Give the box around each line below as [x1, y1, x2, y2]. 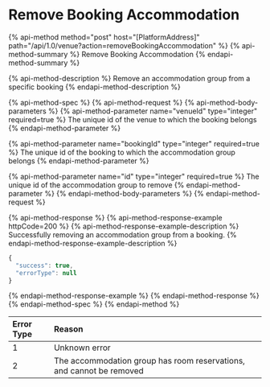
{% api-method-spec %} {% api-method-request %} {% [8, 97, 195, 107]
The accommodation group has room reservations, [53, 356, 245, 367]
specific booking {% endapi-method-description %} [8, 82, 181, 92]
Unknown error [53, 342, 111, 353]
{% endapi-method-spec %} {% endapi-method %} [8, 299, 180, 309]
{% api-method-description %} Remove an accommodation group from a [8, 73, 251, 83]
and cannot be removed [53, 365, 145, 377]
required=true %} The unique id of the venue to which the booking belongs [8, 114, 257, 124]
